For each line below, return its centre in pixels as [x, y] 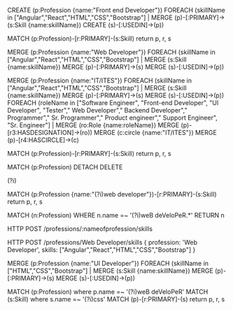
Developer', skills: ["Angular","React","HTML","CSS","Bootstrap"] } [101, 250]
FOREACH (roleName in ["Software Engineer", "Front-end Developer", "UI [113, 103]
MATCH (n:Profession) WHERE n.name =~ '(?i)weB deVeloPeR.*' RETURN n [116, 215]
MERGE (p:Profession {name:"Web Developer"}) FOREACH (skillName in [111, 52]
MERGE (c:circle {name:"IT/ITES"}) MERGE [155, 133]
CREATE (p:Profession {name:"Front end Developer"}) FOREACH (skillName [116, 10]
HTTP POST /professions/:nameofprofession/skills [80, 229]
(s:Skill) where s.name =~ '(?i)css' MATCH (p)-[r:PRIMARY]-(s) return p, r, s [116, 299]
